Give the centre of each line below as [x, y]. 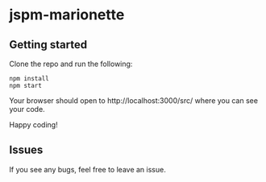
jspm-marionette [67, 15]
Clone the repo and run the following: [71, 64]
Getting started [48, 45]
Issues [26, 150]
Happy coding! [34, 125]
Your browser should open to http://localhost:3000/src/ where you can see [134, 101]
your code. [27, 109]
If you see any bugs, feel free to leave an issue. [87, 169]
